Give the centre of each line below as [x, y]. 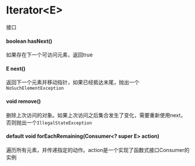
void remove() [23, 101]
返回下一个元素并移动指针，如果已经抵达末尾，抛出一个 [73, 82]
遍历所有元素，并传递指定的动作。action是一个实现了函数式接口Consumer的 [98, 150]
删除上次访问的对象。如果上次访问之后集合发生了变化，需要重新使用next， [96, 115]
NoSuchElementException [35, 89]
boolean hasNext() [29, 41]
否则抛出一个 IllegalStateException [49, 122]
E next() [16, 69]
